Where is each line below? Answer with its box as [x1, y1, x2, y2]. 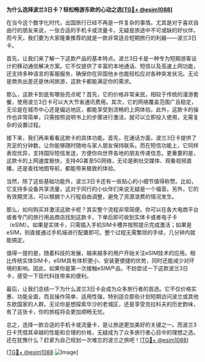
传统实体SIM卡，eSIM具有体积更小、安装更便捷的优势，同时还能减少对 [11, 257, 189, 264]
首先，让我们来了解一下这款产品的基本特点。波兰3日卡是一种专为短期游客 [6, 55, 192, 62]
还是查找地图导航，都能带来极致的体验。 [16, 165, 119, 172]
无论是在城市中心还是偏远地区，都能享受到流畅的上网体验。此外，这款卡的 [6, 106, 193, 113]
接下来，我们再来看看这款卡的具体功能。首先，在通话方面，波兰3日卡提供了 [6, 134, 197, 141]
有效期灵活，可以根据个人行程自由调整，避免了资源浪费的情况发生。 [6, 193, 178, 200]
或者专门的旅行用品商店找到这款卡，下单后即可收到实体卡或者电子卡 [6, 214, 178, 220]
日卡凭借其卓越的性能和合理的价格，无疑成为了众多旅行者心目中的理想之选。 [6, 329, 199, 336]
